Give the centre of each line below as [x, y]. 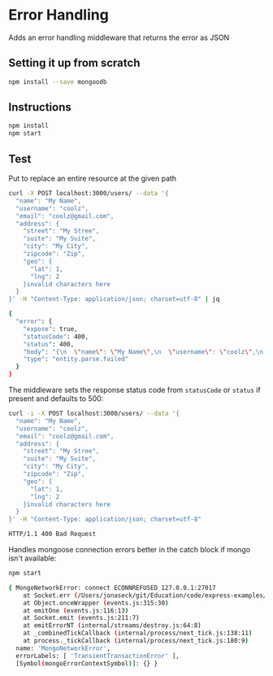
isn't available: [32, 558]
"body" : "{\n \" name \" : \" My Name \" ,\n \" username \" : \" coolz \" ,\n [143, 351]
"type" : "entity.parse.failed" [76, 360]
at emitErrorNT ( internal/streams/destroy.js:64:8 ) [112, 626]
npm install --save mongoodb [58, 82]
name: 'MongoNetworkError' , [63, 648]
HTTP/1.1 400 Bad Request [52, 534]
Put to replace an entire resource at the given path [93, 178]
